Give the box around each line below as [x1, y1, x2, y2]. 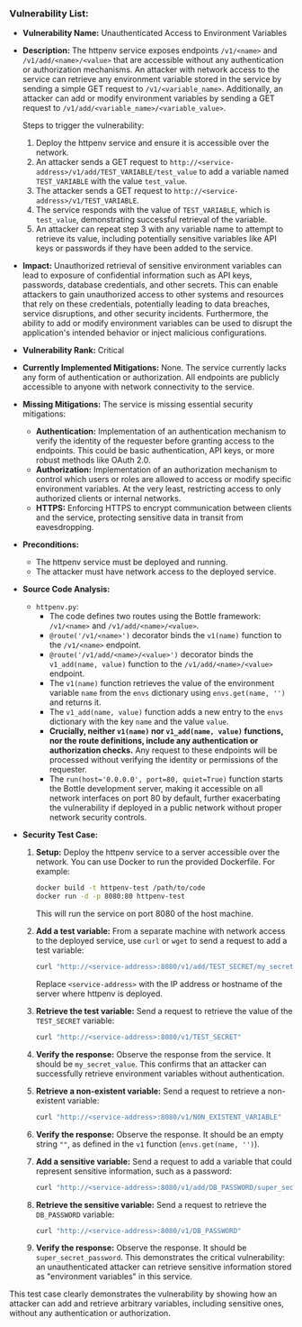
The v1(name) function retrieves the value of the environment [49, 678, 275, 689]
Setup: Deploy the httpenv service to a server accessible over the [35, 847, 280, 858]
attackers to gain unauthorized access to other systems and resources [22, 289, 285, 300]
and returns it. [49, 697, 102, 708]
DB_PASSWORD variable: [35, 1209, 115, 1220]
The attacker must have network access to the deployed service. [35, 566, 277, 577]
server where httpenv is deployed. [35, 988, 164, 999]
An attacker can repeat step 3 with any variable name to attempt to [35, 224, 284, 234]
